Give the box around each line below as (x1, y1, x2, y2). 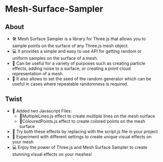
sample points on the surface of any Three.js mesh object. (12, 43, 129, 49)
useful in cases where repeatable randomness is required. (12, 81, 129, 87)
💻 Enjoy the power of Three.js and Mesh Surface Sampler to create (12, 144, 148, 150)
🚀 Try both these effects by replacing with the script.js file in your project (12, 129, 158, 134)
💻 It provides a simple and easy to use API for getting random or (12, 49, 142, 54)
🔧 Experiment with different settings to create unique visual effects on (12, 133, 152, 139)
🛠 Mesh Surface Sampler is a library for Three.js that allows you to (12, 36, 146, 42)
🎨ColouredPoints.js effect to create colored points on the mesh (19, 118, 146, 124)
